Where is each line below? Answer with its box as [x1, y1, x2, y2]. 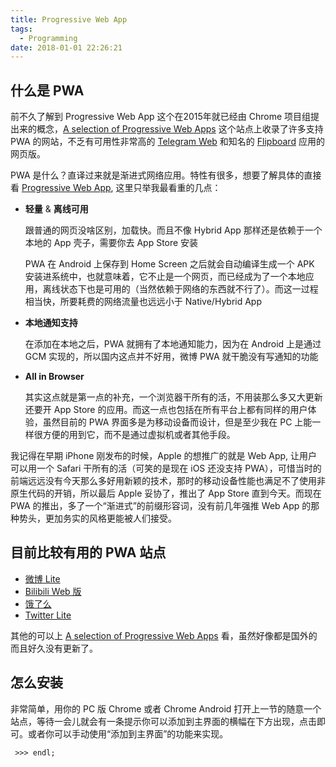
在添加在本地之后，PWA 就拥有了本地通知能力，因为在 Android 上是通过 [24, 338, 322, 350]
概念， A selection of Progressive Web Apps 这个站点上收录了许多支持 [36, 123, 324, 135]
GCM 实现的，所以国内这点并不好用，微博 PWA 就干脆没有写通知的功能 [24, 351, 319, 363]
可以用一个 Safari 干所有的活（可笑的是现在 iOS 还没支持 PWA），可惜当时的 [10, 462, 322, 475]
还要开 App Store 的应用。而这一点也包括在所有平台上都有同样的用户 [24, 404, 308, 416]
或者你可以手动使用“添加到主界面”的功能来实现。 [27, 727, 229, 740]
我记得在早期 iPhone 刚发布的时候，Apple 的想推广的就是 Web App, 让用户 [10, 450, 318, 462]
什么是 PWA [10, 82, 85, 99]
